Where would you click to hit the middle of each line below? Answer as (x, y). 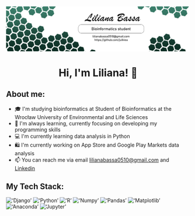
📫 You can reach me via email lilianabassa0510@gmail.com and (92, 160)
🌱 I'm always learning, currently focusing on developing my (86, 123)
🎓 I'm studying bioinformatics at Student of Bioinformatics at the (93, 109)
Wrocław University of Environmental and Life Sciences (81, 117)
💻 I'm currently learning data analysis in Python (72, 136)
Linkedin (25, 168)
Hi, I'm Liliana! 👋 (98, 73)
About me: (26, 94)
